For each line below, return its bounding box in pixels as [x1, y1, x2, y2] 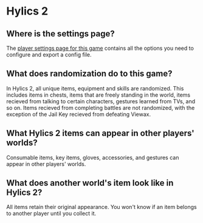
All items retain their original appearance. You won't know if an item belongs [6, 204, 197, 211]
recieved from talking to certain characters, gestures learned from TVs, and [6, 97, 196, 105]
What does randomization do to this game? [6, 69, 173, 79]
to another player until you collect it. [6, 210, 97, 217]
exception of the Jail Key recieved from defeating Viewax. [6, 111, 151, 118]
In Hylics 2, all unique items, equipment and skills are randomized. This [6, 84, 184, 92]
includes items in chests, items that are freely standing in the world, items [6, 91, 190, 98]
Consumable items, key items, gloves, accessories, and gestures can [6, 154, 179, 161]
